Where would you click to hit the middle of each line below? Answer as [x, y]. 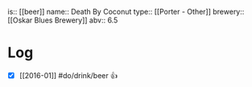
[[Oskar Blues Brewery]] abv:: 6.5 [63, 20]
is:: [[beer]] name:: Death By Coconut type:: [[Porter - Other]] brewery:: [126, 12]
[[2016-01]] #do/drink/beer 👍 [68, 75]
